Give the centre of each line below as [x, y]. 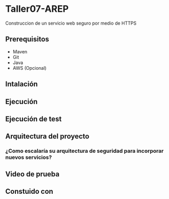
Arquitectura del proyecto [47, 136]
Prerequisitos [27, 39]
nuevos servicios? [29, 157]
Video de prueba [33, 174]
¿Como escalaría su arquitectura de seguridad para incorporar [84, 151]
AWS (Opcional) [30, 68]
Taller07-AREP [37, 9]
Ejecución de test [34, 119]
